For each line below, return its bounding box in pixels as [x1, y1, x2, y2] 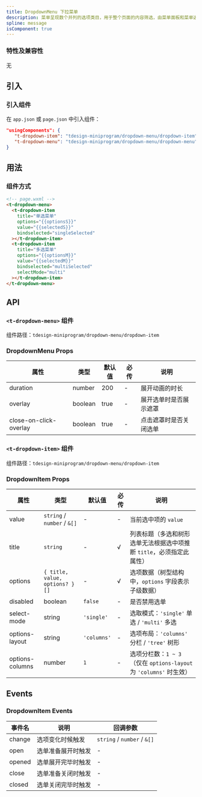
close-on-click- [9, 416, 57, 424]
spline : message [6, 20, 47, 26]
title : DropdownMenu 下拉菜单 [6, 8, 78, 15]
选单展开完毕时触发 [37, 758, 91, 766]
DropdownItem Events [6, 707, 73, 715]
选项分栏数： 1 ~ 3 [130, 650, 182, 658]
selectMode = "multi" [17, 269, 66, 275]
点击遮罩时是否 [140, 416, 183, 424]
